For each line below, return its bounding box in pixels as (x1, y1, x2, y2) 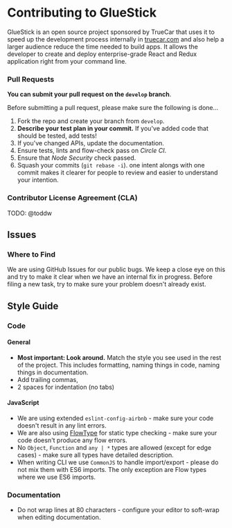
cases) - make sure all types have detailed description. (17, 450, 175, 459)
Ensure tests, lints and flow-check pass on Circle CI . (17, 147, 167, 155)
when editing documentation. (17, 513, 101, 522)
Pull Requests (7, 74, 55, 84)
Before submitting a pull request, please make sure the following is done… (7, 104, 219, 112)
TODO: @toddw (7, 209, 53, 217)
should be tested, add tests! (17, 131, 97, 140)
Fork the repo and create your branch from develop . (17, 117, 165, 125)
